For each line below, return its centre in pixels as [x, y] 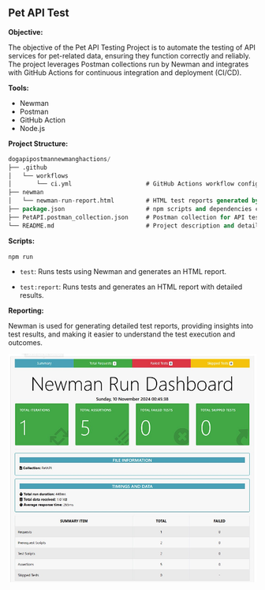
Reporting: [26, 310]
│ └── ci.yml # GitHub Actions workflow [121, 184]
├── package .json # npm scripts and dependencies [130, 209]
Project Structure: [38, 143]
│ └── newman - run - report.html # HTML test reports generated [128, 201]
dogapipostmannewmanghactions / [60, 159]
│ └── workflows [38, 176]
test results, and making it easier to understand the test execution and [122, 334]
